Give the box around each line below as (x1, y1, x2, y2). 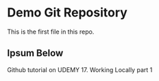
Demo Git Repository (7, 5, 128, 21)
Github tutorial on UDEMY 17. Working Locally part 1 (7, 65, 153, 73)
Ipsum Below (7, 47, 64, 59)
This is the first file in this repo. (7, 27, 95, 36)
